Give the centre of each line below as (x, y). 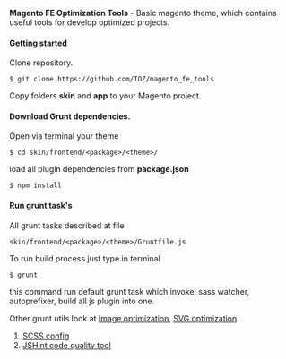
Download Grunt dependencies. (70, 116)
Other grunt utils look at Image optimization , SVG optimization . (124, 318)
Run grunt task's (41, 205)
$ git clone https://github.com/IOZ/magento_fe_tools (112, 80)
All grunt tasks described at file (67, 225)
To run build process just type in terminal (85, 258)
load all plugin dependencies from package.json (100, 169)
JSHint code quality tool (67, 345)
